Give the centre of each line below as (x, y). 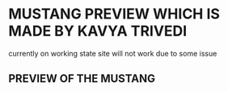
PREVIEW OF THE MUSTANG (82, 79)
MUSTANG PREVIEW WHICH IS (114, 14)
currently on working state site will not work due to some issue (113, 53)
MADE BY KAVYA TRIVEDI (98, 31)
